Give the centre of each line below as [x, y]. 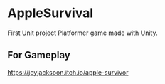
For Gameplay [39, 55]
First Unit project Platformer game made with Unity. [82, 33]
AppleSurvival [50, 13]
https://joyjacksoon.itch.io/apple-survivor [68, 72]
